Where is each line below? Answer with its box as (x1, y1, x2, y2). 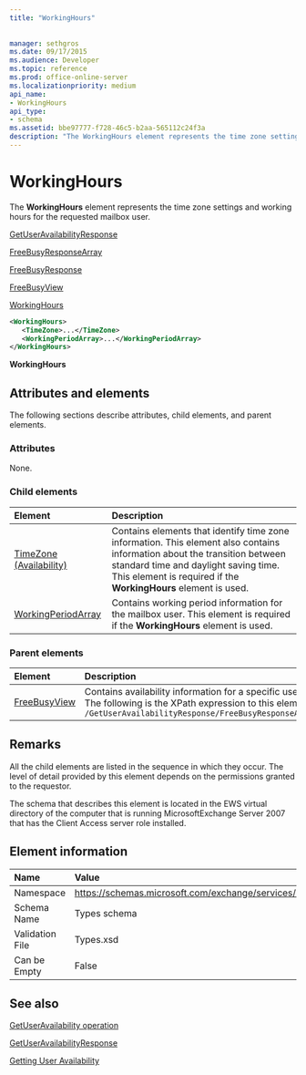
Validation (14, 927, 56, 940)
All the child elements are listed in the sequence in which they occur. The (9, 760, 284, 771)
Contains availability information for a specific (84, 686, 280, 698)
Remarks (9, 737, 62, 752)
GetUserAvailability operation (9, 1020, 119, 1031)
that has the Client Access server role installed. (9, 817, 187, 828)
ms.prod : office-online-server (9, 73, 128, 82)
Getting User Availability (9, 1055, 100, 1067)
